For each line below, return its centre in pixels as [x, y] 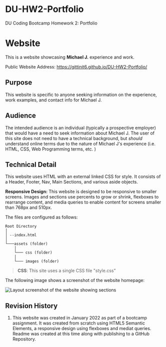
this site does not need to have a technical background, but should [74, 138]
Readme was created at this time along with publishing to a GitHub [81, 334]
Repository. [24, 339]
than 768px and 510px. [29, 207]
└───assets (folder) [27, 244]
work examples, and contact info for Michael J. [53, 100]
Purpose [19, 83]
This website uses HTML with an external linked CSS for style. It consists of [83, 176]
